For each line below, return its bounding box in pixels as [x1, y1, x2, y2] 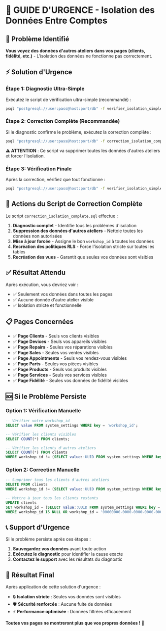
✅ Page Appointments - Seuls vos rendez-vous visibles [12, 355, 127, 361]
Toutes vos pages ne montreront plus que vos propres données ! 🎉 [5, 620, 145, 626]
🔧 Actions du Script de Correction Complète [5, 200, 143, 208]
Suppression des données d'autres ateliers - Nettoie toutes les [12, 228, 143, 234]
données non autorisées [12, 233, 62, 239]
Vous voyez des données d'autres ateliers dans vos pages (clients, [5, 48, 146, 53]
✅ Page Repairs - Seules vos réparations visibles [12, 344, 113, 350]
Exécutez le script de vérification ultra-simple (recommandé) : [5, 97, 132, 102]
